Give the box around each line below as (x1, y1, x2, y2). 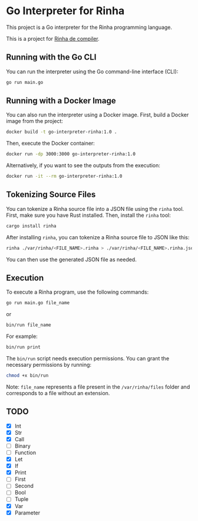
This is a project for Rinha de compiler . (6, 35, 100, 42)
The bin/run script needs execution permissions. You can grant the (6, 355, 170, 362)
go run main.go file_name (6, 300, 70, 306)
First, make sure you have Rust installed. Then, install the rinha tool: (6, 211, 171, 219)
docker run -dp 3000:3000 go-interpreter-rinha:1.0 (6, 151, 136, 157)
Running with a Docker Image (6, 96, 116, 106)
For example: (6, 333, 38, 340)
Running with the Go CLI (6, 52, 97, 63)
